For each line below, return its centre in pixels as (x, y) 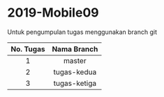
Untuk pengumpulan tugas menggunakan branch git (82, 32)
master (75, 60)
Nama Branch (75, 48)
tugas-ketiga (75, 83)
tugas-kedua (75, 72)
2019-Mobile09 (53, 13)
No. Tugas (28, 48)
